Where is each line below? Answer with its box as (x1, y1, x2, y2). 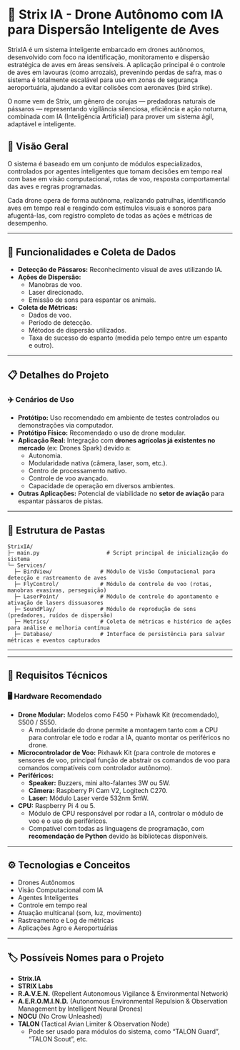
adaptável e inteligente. (7, 119, 76, 128)
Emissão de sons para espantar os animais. (28, 296, 156, 304)
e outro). (28, 340, 54, 349)
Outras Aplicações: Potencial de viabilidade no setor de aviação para (17, 489, 225, 498)
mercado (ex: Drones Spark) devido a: (17, 444, 131, 453)
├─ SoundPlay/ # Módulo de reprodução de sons (14, 606, 196, 613)
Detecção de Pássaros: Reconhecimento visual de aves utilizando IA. (17, 265, 223, 273)
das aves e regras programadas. (7, 182, 103, 191)
